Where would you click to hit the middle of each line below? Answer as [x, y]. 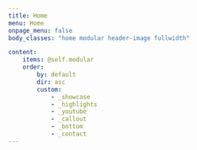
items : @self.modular [58, 60]
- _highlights [74, 105]
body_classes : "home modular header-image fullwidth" [99, 38]
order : [33, 67]
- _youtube [69, 112]
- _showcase [70, 97]
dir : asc [51, 82]
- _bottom [67, 127]
